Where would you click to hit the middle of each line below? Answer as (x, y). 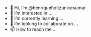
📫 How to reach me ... (33, 29)
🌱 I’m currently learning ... (37, 18)
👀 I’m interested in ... (31, 13)
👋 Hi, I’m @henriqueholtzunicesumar (48, 8)
